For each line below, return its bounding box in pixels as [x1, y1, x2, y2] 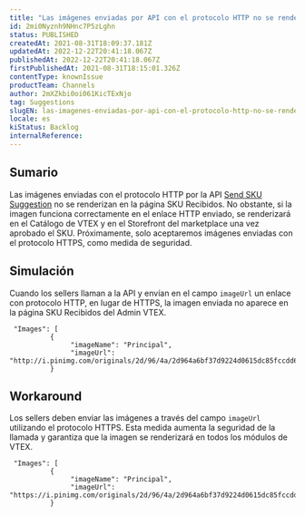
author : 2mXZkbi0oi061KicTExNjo [9, 89, 132, 98]
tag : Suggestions [9, 97, 75, 107]
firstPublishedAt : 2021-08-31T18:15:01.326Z [9, 64, 181, 73]
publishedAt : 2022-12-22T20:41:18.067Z [9, 55, 161, 64]
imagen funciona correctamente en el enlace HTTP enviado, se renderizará [9, 208, 291, 219]
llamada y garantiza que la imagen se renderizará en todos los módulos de [9, 432, 289, 443]
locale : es [9, 114, 51, 123]
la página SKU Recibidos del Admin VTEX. [9, 307, 167, 317]
